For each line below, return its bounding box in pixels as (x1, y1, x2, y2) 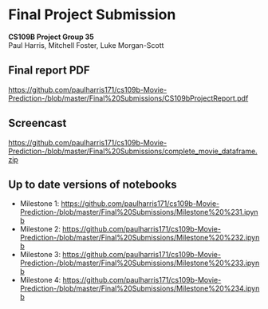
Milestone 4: (19, 275, 61, 285)
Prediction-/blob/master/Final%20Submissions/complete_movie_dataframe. (8, 146, 258, 156)
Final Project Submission (8, 6, 176, 24)
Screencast (8, 117, 67, 130)
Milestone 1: (19, 199, 60, 208)
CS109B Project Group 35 (8, 32, 94, 42)
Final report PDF (8, 64, 90, 77)
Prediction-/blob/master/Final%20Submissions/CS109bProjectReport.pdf (8, 93, 249, 103)
